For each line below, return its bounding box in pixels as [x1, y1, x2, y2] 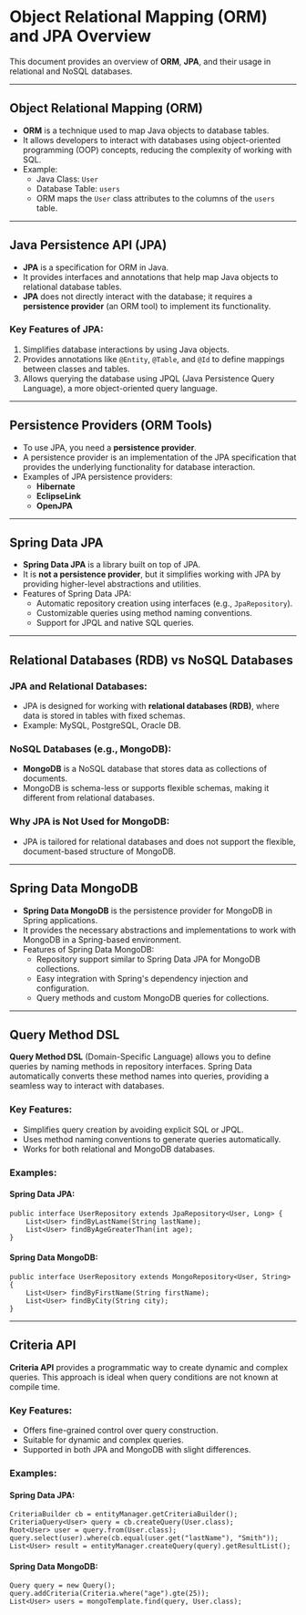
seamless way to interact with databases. [9, 1080, 165, 1091]
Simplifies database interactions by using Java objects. [22, 344, 229, 355]
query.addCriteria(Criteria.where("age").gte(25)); [9, 1589, 209, 1599]
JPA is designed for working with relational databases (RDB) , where [22, 701, 280, 712]
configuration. [36, 983, 89, 994]
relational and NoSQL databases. [9, 66, 133, 77]
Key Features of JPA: [9, 323, 104, 336]
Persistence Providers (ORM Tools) [9, 418, 213, 433]
